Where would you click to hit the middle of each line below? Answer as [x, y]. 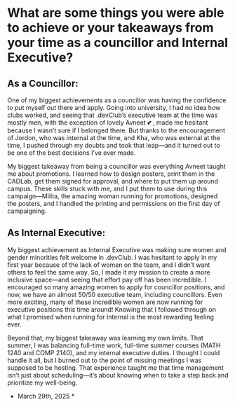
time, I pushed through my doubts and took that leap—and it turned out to [114, 145]
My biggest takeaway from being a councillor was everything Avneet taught [116, 166]
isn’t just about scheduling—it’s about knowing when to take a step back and [118, 375]
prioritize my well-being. [42, 382]
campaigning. [27, 211]
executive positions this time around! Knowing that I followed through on [112, 309]
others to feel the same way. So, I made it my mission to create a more [109, 272]
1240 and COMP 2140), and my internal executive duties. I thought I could [114, 352]
